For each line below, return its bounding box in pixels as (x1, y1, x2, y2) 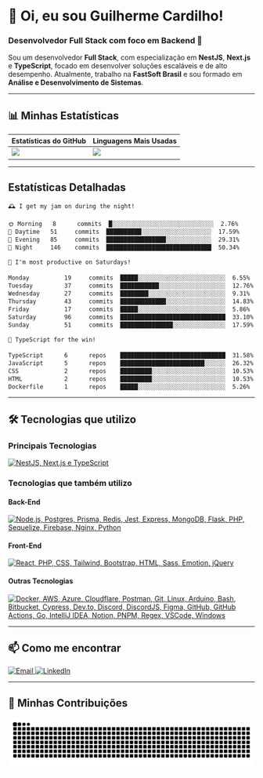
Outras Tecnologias (8, 576, 74, 586)
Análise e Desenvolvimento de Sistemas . (8, 78, 144, 87)
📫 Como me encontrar (8, 641, 121, 655)
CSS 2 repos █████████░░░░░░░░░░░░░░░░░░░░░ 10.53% (8, 367, 254, 375)
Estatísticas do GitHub (11, 136, 87, 145)
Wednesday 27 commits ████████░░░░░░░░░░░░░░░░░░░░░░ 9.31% (8, 290, 250, 298)
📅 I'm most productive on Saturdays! (8, 258, 131, 266)
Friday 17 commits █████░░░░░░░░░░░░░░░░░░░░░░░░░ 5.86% (8, 305, 250, 313)
